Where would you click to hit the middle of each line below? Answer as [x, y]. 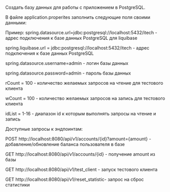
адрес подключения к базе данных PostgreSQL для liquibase [71, 38]
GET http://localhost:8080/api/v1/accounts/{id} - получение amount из [80, 154]
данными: [16, 23]
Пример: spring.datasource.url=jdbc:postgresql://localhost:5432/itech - [81, 32]
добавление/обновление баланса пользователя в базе [65, 144]
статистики [18, 185]
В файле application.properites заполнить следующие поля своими [78, 17]
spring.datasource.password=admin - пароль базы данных [68, 73]
